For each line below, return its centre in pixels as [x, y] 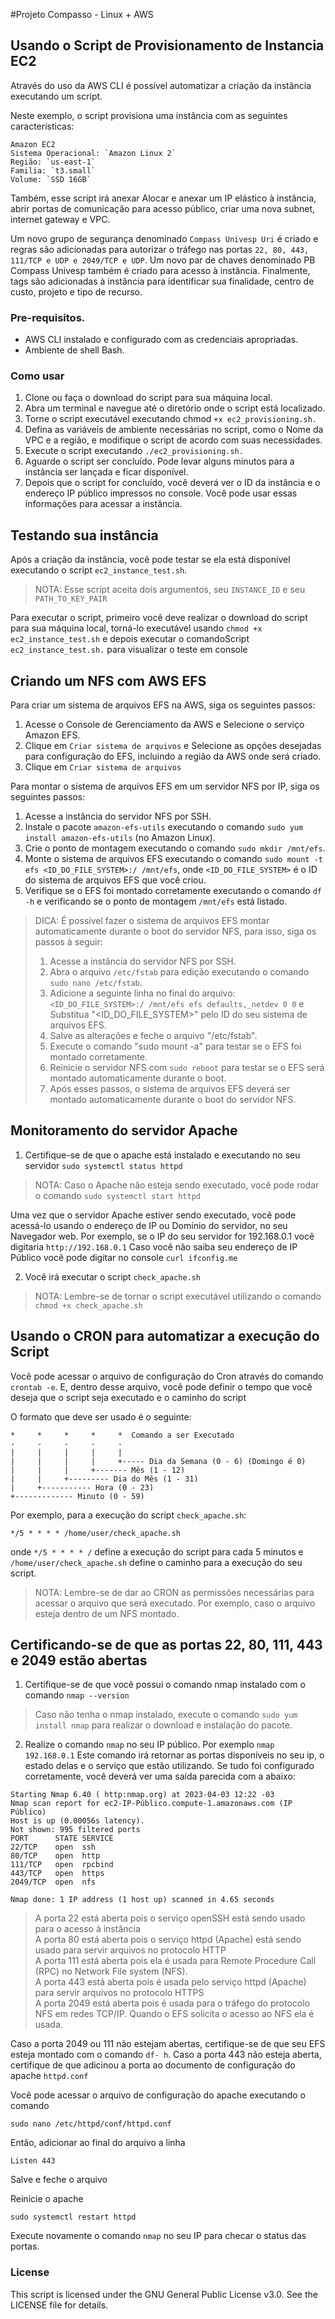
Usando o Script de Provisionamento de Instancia [167, 45]
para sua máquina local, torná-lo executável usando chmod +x [136, 628]
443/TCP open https [57, 1874]
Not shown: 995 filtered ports [75, 1830]
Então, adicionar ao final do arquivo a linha [98, 2143]
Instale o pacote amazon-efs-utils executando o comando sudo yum [164, 827]
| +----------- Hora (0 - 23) [82, 1487]
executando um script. [56, 96]
